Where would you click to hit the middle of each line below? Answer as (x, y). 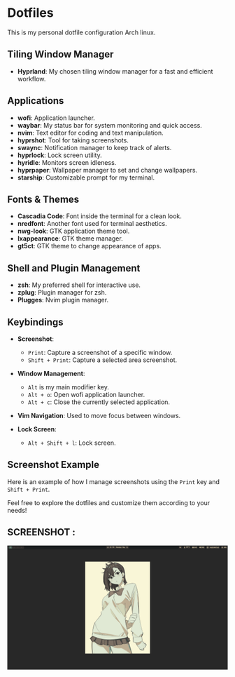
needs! (17, 510)
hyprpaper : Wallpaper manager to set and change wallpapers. (107, 170)
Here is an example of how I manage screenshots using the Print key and (114, 481)
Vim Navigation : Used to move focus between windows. (99, 416)
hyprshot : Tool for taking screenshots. (73, 140)
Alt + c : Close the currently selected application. (99, 402)
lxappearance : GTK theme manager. (70, 239)
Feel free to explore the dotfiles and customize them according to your (109, 502)
